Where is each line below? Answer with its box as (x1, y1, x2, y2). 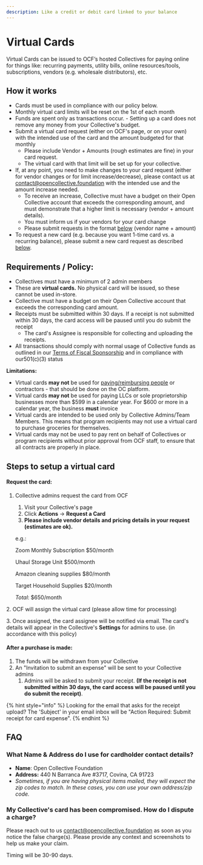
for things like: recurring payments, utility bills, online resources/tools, (6, 61, 181, 69)
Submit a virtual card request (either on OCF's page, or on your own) (15, 128, 187, 135)
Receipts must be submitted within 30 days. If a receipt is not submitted (15, 310, 195, 318)
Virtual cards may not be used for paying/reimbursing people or (15, 379, 175, 386)
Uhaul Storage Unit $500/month (15, 558, 95, 566)
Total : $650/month (15, 594, 62, 601)
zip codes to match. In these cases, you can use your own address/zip (15, 783, 193, 791)
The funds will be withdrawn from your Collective (15, 658, 138, 665)
